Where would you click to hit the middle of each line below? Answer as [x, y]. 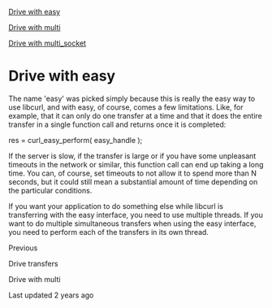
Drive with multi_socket [47, 43]
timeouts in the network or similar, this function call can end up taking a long [136, 164]
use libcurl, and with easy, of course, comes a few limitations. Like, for [126, 107]
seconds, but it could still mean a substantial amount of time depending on [133, 181]
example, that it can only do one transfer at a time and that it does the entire [135, 115]
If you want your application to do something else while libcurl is [116, 206]
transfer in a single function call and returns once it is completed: [117, 124]
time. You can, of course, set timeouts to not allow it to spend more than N [133, 173]
